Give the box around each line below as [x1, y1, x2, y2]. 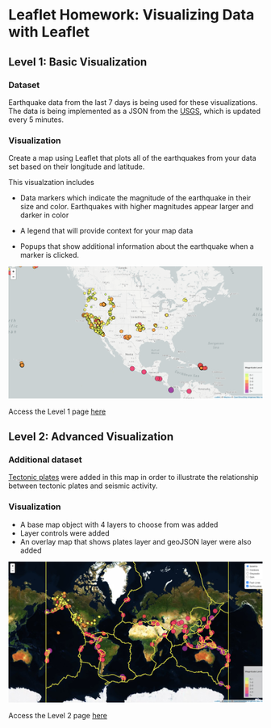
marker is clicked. [19, 250, 79, 260]
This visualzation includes [8, 178, 94, 187]
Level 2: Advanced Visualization [8, 430, 174, 444]
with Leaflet [8, 23, 90, 41]
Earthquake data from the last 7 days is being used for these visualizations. [8, 97, 258, 107]
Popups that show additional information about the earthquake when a [19, 242, 254, 251]
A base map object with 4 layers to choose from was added [19, 520, 219, 529]
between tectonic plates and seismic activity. [8, 481, 158, 490]
